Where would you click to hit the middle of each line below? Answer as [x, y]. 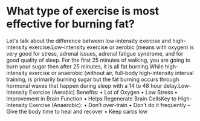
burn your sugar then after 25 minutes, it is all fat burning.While [85, 66]
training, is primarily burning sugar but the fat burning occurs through [93, 79]
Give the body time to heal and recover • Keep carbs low [77, 111]
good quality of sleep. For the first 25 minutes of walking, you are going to [98, 60]
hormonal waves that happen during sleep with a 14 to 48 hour [84, 85]
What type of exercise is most [83, 11]
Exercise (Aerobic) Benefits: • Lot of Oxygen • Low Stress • [104, 92]
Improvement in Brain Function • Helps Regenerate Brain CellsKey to [92, 99]
